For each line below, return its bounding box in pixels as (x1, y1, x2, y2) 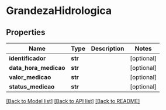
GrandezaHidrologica (6, 4, 112, 17)
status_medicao (9, 83, 55, 91)
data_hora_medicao (9, 64, 65, 72)
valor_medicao (9, 73, 51, 81)
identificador (9, 54, 46, 62)
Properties (6, 27, 46, 37)
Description (91, 45, 124, 52)
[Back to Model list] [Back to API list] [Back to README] (6, 98, 140, 104)
